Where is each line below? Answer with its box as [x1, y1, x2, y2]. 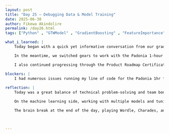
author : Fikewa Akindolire [5, 21, 62, 26]
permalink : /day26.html [5, 26, 55, 31]
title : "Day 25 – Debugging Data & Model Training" [5, 12, 116, 17]
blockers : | [5, 71, 30, 76]
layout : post [5, 7, 33, 12]
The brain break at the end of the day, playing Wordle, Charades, [14, 108, 158, 113]
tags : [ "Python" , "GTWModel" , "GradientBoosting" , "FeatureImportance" [5, 30, 165, 35]
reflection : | [5, 85, 35, 90]
